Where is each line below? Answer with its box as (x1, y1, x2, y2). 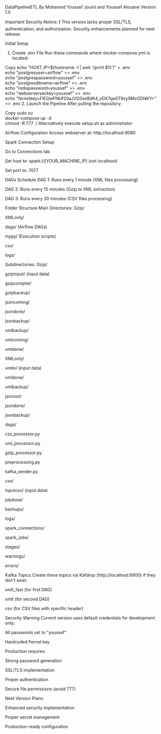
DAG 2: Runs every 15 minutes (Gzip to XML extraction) (5, 187, 115, 192)
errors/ (5, 563, 19, 568)
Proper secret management (5, 714, 60, 720)
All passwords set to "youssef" (5, 630, 67, 635)
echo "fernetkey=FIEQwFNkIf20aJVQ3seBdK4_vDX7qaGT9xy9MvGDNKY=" (5, 96, 157, 101)
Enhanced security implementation (5, 705, 75, 711)
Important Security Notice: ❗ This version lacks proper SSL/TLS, (5, 19, 132, 25)
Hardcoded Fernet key (5, 639, 50, 645)
